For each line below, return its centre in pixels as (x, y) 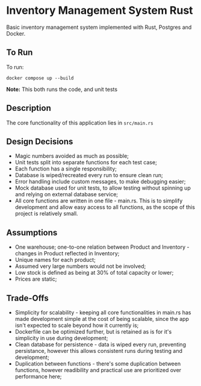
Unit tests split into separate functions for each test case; (86, 163)
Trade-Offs (28, 298)
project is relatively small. (46, 214)
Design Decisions (40, 141)
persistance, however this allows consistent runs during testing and (98, 351)
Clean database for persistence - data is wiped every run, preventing (100, 344)
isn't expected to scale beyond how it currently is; (77, 325)
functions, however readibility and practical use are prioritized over (98, 370)
